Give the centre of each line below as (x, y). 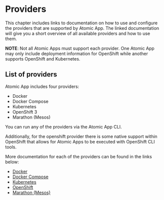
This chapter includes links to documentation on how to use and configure (82, 23)
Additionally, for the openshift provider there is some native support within (82, 136)
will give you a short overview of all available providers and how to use (78, 33)
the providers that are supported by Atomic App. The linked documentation (82, 28)
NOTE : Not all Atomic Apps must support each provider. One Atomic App (80, 48)
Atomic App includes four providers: (42, 86)
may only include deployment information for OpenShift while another (77, 54)
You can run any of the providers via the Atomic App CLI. (64, 127)
